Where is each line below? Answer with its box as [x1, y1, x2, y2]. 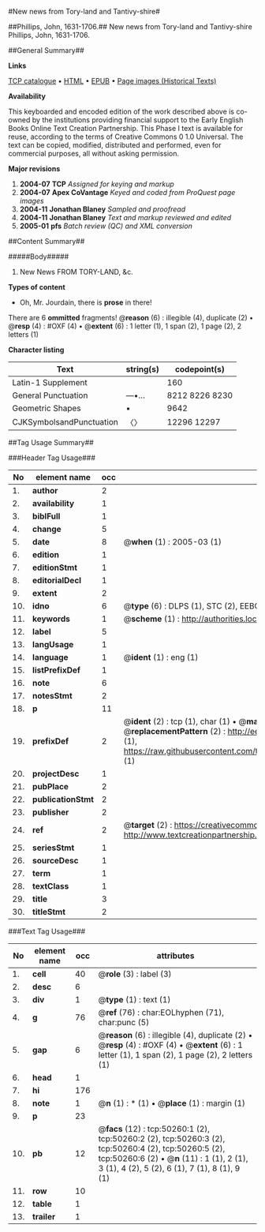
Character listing [8, 345, 65, 354]
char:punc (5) [98, 1017, 150, 1028]
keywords [32, 613, 71, 624]
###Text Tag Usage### [8, 927, 86, 936]
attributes [156, 950, 195, 961]
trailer [32, 1211, 56, 1222]
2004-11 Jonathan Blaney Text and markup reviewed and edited [19, 213, 232, 222]
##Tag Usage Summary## [8, 438, 95, 447]
